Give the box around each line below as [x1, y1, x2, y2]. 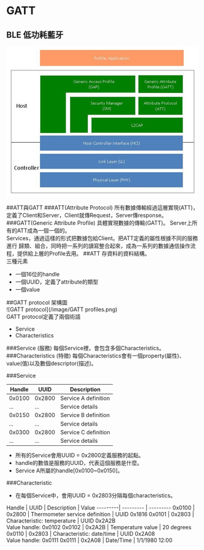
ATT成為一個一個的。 [17, 227, 70, 234]
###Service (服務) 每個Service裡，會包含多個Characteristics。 [6, 344, 165, 352]
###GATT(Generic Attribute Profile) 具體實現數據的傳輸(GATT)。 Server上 [6, 219, 192, 227]
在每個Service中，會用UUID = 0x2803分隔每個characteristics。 [15, 491, 176, 499]
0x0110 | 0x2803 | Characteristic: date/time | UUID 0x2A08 [6, 530, 155, 537]
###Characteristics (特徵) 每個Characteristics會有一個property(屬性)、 [6, 352, 185, 359]
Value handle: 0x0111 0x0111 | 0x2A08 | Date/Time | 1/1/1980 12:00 [6, 537, 173, 544]
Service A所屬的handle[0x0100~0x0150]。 [15, 467, 124, 474]
